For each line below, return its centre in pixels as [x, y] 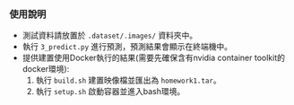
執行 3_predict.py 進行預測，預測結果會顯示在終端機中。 [127, 47]
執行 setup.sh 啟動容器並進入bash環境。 [110, 92]
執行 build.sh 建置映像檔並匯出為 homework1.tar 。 [128, 80]
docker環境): [46, 69]
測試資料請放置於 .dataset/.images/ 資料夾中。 [110, 35]
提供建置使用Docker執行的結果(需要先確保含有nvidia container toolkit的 [153, 58]
